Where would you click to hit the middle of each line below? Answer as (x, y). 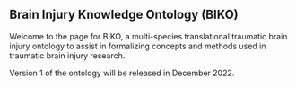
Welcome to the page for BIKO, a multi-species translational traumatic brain (148, 36)
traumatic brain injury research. (67, 55)
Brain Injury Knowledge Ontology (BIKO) (124, 15)
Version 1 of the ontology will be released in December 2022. (122, 73)
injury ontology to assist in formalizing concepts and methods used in (138, 46)
